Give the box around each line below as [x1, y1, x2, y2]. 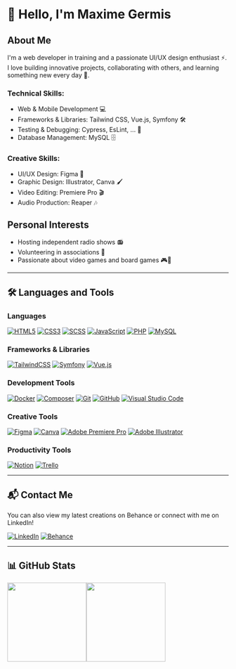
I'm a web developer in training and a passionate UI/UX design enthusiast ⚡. [7, 53, 227, 62]
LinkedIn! [7, 519, 34, 527]
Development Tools [7, 378, 75, 388]
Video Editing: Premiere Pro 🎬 [17, 188, 105, 196]
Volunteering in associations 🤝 [17, 248, 105, 256]
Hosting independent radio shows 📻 [17, 238, 124, 247]
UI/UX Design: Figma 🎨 [17, 169, 84, 178]
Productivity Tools [7, 445, 72, 455]
